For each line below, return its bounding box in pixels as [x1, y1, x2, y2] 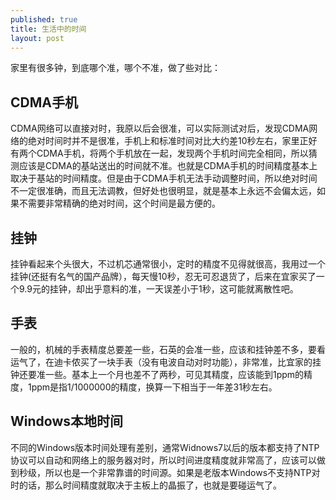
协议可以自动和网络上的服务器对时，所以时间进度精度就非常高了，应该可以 [10, 454, 317, 466]
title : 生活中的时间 [10, 24, 87, 34]
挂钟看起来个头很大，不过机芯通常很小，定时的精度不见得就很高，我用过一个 [10, 258, 326, 270]
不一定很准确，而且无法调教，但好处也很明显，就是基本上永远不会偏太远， [10, 185, 317, 197]
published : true [10, 14, 78, 25]
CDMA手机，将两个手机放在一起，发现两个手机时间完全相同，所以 [36, 147, 309, 160]
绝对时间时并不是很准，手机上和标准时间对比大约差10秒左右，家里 [27, 135, 300, 147]
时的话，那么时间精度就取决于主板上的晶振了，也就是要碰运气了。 [10, 479, 282, 491]
